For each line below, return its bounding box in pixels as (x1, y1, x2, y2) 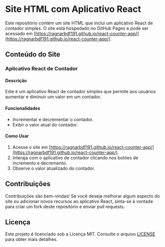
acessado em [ (5, 30, 36, 36)
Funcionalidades (5, 106, 41, 112)
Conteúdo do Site (5, 50, 61, 59)
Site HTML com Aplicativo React (5, 3, 141, 15)
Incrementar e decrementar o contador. (12, 116, 94, 123)
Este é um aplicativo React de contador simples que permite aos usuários (5, 89, 156, 95)
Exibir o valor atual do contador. (12, 122, 78, 127)
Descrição (5, 77, 27, 83)
